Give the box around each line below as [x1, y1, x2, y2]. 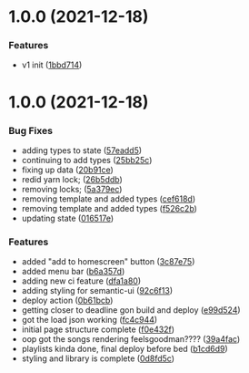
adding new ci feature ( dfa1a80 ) [21, 275, 142, 286]
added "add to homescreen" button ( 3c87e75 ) [21, 256, 195, 267]
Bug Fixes [8, 124, 54, 137]
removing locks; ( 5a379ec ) [21, 183, 123, 194]
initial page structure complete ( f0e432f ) [21, 324, 174, 335]
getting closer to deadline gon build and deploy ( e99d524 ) [21, 305, 242, 316]
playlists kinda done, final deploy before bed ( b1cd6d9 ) [21, 344, 228, 355]
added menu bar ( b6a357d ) [21, 266, 125, 277]
